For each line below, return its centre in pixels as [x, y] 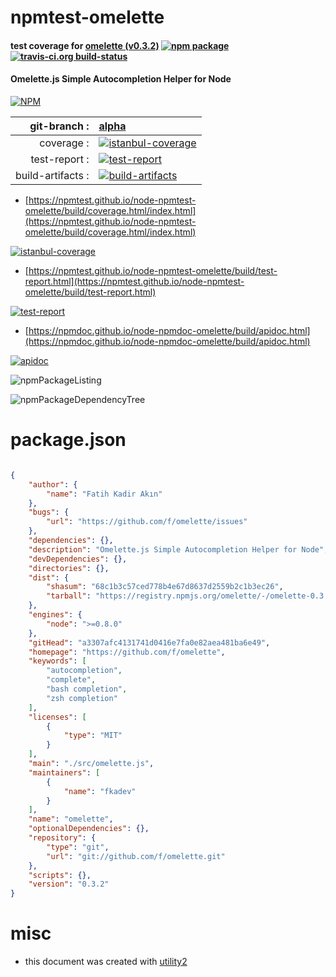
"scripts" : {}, [60, 875]
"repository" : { [62, 838]
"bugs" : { [49, 512]
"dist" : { [49, 577]
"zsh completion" [82, 698]
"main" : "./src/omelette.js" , [91, 764]
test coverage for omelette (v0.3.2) [85, 45]
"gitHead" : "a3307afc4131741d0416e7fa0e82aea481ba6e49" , [149, 642]
